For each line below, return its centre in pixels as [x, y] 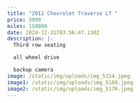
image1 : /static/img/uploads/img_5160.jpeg [70, 83]
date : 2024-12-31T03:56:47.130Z [53, 32]
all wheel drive [36, 58]
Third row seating [40, 45]
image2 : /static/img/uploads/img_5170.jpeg [70, 89]
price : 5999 [24, 20]
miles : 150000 [27, 26]
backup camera [33, 70]
